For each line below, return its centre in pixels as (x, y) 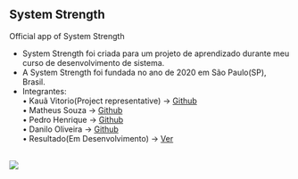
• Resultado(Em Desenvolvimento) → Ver (98, 138)
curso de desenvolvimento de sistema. (93, 62)
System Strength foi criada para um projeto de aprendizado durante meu (156, 53)
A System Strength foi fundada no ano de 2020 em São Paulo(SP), (144, 72)
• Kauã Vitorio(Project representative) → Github (110, 101)
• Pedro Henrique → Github (73, 119)
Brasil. (34, 81)
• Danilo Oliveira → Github (70, 129)
